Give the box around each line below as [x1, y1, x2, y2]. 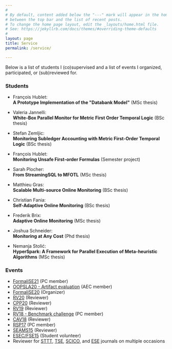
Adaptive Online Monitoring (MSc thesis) [12, 217, 101, 224]
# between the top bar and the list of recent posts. [5, 17, 123, 22]
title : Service [5, 41, 38, 46]
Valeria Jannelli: [12, 109, 47, 115]
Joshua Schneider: [12, 227, 53, 233]
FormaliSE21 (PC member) [12, 278, 68, 285]
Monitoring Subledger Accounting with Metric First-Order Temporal [12, 135, 160, 141]
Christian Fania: [12, 197, 46, 203]
